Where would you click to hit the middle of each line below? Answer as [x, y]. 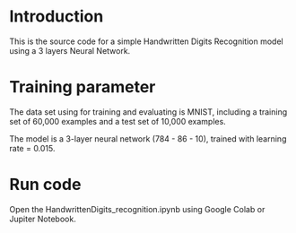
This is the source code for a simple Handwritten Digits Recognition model [147, 41]
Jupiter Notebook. [43, 219]
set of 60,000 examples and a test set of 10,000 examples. [118, 121]
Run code [45, 185]
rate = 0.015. [32, 148]
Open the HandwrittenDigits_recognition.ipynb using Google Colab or [137, 209]
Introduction [57, 17]
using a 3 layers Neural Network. [70, 50]
